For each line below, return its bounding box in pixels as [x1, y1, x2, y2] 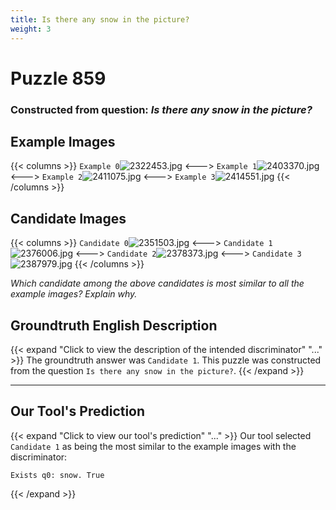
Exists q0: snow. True [10, 470, 105, 480]
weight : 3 [10, 24, 52, 34]
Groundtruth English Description [10, 317, 218, 334]
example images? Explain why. [10, 288, 138, 300]
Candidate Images [10, 210, 127, 227]
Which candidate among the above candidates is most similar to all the [10, 277, 305, 290]
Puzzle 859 [10, 67, 107, 90]
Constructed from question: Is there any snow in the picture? [10, 102, 313, 116]
